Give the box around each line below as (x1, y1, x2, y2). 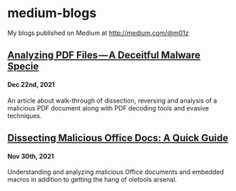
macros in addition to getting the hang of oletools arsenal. (7, 175, 177, 184)
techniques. (7, 111, 42, 120)
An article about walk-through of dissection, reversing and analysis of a (7, 96, 217, 105)
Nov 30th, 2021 (7, 152, 54, 160)
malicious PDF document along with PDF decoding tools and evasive (7, 103, 209, 112)
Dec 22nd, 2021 (7, 80, 55, 88)
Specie (7, 61, 39, 73)
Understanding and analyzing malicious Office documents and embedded (7, 167, 225, 176)
